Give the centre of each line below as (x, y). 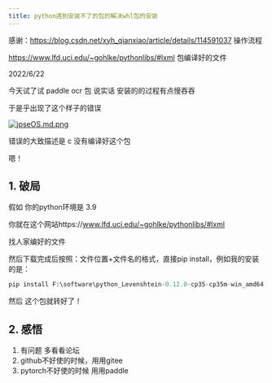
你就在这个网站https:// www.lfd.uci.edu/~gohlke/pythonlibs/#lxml (117, 224)
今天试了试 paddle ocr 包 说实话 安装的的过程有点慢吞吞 (102, 90)
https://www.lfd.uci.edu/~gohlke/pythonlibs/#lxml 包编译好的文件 (118, 57)
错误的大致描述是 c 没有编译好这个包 (70, 141)
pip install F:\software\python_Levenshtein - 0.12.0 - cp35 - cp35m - (120, 285)
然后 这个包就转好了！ (45, 301)
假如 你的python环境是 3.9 (53, 207)
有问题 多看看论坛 (50, 350)
